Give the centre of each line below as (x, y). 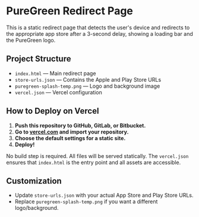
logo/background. (37, 208)
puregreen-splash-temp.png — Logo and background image (87, 86)
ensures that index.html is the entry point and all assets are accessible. (94, 162)
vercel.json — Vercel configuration (58, 92)
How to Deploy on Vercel (53, 111)
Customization (34, 181)
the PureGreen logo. (31, 40)
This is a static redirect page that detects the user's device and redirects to (98, 27)
